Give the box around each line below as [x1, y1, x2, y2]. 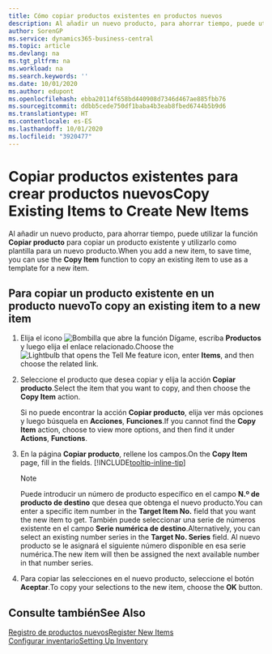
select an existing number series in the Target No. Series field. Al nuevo [19, 532, 261, 542]
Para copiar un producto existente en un [8, 286, 215, 300]
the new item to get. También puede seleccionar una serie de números [19, 515, 257, 525]
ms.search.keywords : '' [8, 72, 89, 80]
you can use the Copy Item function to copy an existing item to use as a [8, 254, 249, 264]
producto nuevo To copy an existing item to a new [8, 299, 261, 313]
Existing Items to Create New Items [8, 202, 249, 220]
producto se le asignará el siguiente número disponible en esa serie [19, 541, 246, 551]
